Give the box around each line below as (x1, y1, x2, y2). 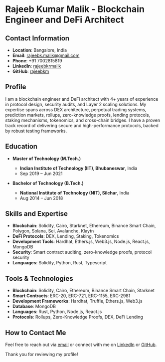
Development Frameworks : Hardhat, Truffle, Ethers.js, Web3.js (12, 298, 143, 304)
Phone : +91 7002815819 (12, 58, 62, 63)
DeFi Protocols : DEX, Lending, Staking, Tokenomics (12, 233, 119, 239)
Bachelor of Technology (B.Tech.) (12, 180, 84, 186)
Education (5, 142, 38, 151)
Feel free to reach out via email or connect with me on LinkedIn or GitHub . (5, 342, 157, 348)
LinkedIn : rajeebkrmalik (12, 63, 61, 69)
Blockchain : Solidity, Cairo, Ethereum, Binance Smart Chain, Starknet (12, 288, 155, 294)
